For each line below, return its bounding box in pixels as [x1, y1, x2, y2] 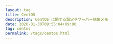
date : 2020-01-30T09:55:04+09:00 [5, 21, 77, 27]
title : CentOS [5, 12, 36, 17]
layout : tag [5, 7, 31, 13]
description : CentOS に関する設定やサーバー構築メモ [5, 17, 108, 22]
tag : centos [5, 26, 31, 31]
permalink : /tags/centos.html [5, 31, 70, 36]
